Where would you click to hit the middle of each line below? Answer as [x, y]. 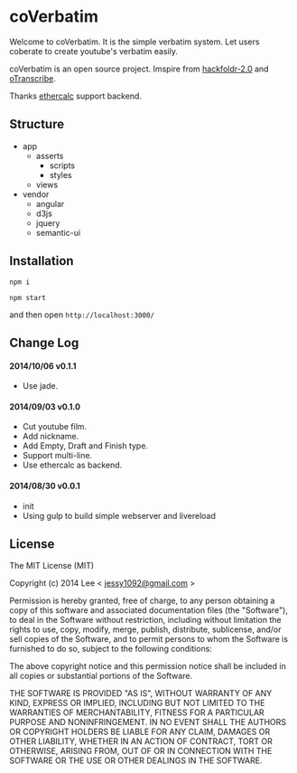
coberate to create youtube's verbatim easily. [94, 51]
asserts [50, 156]
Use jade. [40, 386]
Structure [37, 124]
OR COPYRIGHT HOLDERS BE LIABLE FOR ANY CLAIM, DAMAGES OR [140, 732]
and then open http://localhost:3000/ [82, 315]
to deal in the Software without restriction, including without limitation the [145, 620]
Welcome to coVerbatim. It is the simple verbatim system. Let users [135, 42]
